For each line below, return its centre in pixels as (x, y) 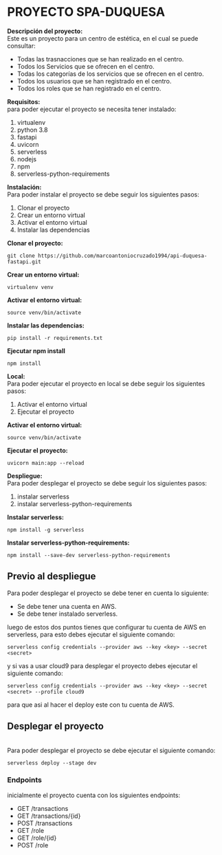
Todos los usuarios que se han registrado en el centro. (94, 81)
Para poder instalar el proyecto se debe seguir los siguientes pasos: (103, 194)
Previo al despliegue (52, 576)
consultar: (21, 46)
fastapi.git (24, 262)
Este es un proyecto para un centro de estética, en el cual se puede (103, 38)
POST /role (33, 845)
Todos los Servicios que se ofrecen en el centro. (86, 66)
